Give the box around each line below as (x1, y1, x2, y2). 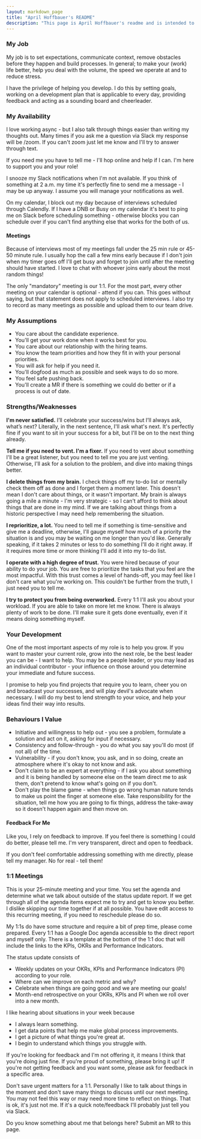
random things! (6, 271, 44, 278)
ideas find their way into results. (6, 700, 86, 707)
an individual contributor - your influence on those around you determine (6, 663, 187, 670)
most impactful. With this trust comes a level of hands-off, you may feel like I (6, 572, 196, 579)
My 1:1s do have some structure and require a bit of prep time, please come (6, 923, 193, 930)
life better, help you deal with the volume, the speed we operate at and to (6, 66, 187, 73)
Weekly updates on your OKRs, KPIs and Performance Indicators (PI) (14, 965, 185, 973)
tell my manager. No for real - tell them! (6, 857, 103, 864)
